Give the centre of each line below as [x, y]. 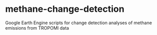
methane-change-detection [65, 9]
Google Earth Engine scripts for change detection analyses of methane [79, 23]
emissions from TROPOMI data [37, 28]
